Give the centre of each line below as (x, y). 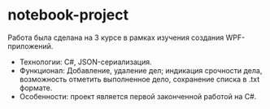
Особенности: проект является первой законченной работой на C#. (138, 96)
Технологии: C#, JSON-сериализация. (85, 62)
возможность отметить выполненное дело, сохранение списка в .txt (139, 79)
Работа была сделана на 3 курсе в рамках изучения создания (116, 37)
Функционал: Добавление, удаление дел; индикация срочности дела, (141, 70)
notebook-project (68, 15)
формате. (36, 88)
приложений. (30, 46)
